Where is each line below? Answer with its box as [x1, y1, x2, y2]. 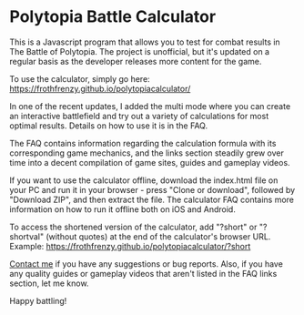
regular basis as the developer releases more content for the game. [9, 56, 262, 66]
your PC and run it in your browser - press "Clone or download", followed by [9, 184, 296, 195]
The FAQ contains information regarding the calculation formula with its [9, 137, 277, 148]
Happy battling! [9, 295, 67, 306]
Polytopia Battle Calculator [9, 6, 217, 27]
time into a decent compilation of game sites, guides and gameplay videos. [9, 157, 290, 168]
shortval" [9, 230, 44, 242]
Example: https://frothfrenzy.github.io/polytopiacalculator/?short [9, 240, 251, 251]
